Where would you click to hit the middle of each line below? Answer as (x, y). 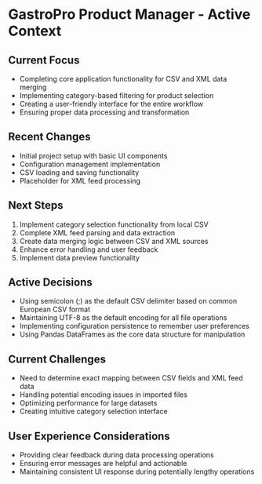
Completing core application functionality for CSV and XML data (123, 79)
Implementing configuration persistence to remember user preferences (134, 326)
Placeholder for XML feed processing (80, 180)
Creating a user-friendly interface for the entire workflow (111, 104)
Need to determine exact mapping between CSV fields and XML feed (131, 378)
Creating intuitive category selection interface (93, 411)
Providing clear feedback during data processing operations (116, 455)
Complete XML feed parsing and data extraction (97, 232)
